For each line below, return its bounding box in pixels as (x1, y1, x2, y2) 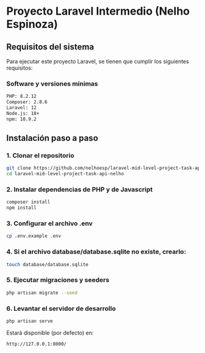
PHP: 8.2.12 (6, 93, 37, 100)
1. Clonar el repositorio (6, 151, 74, 159)
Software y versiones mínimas (6, 79, 98, 88)
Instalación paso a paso (6, 133, 99, 144)
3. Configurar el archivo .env (6, 219, 93, 228)
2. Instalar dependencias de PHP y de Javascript (6, 185, 153, 194)
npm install (6, 205, 37, 211)
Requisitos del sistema (6, 42, 95, 52)
